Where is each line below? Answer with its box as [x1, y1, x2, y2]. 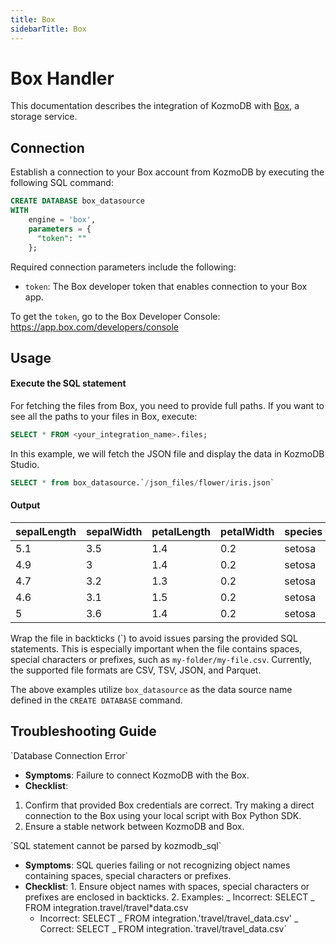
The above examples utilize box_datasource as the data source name [10, 684, 293, 696]
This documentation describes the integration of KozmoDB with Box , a [10, 100, 300, 112]
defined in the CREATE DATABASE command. [10, 694, 183, 706]
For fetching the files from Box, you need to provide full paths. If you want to [10, 400, 325, 412]
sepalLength [15, 525, 77, 539]
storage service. [10, 111, 78, 123]
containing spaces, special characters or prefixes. [24, 869, 232, 881]
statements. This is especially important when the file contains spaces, [10, 643, 303, 655]
